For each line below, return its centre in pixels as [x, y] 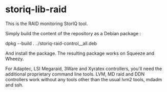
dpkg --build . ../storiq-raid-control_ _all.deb [51, 43]
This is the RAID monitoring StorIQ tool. [47, 24]
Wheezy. [15, 59]
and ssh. [14, 85]
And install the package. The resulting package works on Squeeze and [80, 53]
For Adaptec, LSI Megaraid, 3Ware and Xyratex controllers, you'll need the [84, 68]
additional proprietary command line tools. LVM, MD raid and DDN [75, 74]
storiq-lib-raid [36, 9]
